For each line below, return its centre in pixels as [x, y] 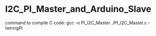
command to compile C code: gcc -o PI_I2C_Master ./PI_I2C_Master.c [76, 23]
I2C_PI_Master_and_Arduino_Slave [78, 9]
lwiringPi [14, 28]
